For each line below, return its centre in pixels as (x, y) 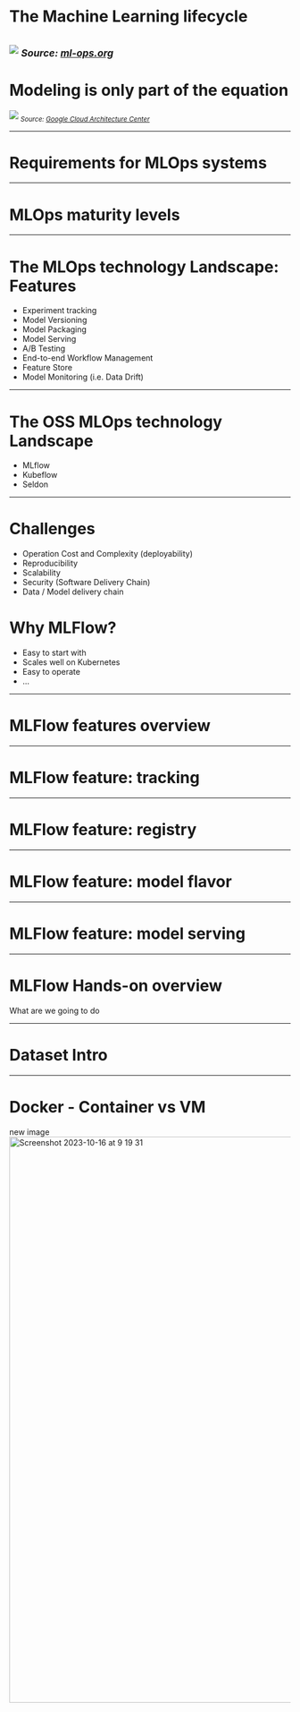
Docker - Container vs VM (108, 1107)
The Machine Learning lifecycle (129, 17)
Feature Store (47, 368)
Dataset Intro (58, 1055)
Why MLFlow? (63, 628)
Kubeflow (40, 475)
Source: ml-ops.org (67, 53)
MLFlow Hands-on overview (116, 985)
